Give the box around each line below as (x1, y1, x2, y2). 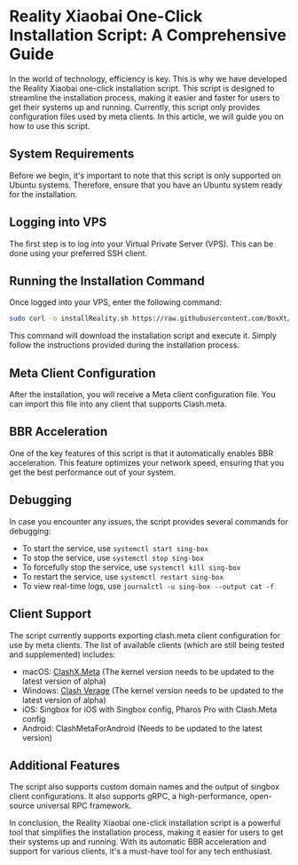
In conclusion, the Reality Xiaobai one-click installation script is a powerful (9, 818, 281, 829)
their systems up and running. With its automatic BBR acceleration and (9, 837, 267, 847)
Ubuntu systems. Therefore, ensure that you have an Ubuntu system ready (9, 180, 283, 190)
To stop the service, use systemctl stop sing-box (21, 552, 204, 563)
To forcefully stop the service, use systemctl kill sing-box (21, 562, 241, 573)
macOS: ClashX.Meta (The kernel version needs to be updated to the (21, 666, 275, 677)
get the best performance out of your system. (9, 467, 176, 477)
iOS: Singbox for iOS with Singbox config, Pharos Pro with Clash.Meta (21, 704, 278, 715)
